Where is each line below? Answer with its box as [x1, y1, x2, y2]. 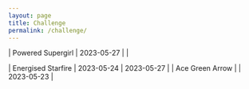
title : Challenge [8, 19, 66, 27]
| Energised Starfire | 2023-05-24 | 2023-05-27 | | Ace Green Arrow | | [8, 64, 242, 73]
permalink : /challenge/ [8, 26, 88, 34]
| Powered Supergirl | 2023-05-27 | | [8, 48, 129, 58]
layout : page [8, 11, 52, 20]
